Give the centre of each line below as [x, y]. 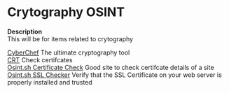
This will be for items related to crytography [70, 38]
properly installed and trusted [50, 82]
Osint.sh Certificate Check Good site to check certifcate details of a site [111, 67]
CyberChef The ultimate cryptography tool [69, 52]
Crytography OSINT [66, 12]
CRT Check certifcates [40, 59]
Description [25, 31]
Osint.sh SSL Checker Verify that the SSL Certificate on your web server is [114, 75]
